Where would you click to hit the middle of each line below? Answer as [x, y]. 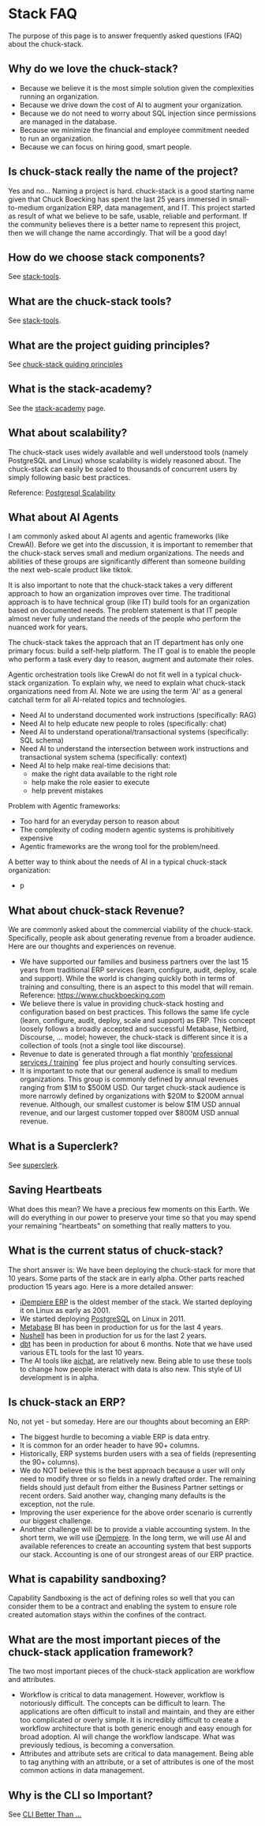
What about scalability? [68, 433]
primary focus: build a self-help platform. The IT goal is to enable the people [132, 651]
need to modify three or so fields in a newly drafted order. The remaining [138, 1478]
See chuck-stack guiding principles [66, 364]
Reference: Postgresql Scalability [62, 492]
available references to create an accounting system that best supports [135, 1545]
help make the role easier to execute [90, 783]
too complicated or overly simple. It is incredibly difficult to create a [129, 1720]
